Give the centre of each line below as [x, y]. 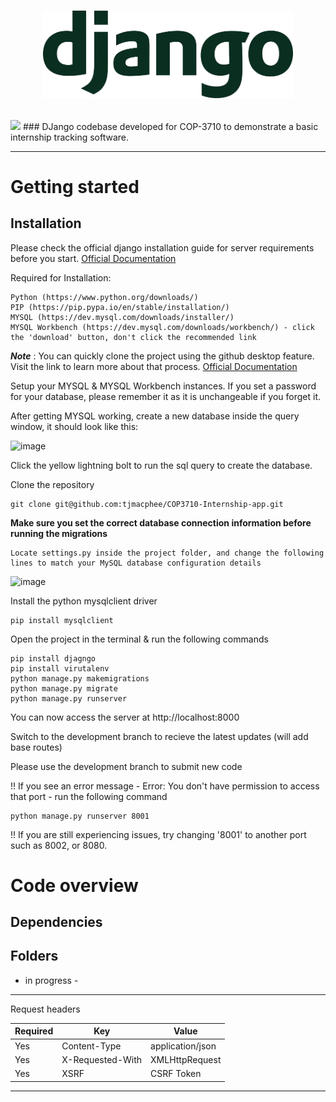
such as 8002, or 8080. [59, 845]
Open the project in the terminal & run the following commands [139, 639]
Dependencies [56, 922]
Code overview [74, 885]
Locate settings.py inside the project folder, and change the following [167, 553]
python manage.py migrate [64, 688]
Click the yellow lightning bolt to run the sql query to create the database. [161, 465]
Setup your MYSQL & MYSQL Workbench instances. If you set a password [163, 386]
